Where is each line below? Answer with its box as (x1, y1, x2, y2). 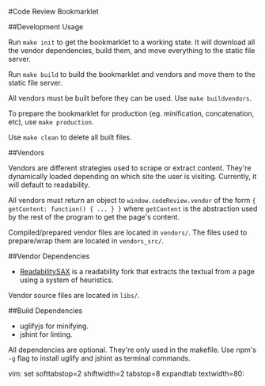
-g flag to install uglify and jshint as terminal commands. (8, 354, 191, 363)
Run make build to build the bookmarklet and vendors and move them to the (8, 70, 256, 78)
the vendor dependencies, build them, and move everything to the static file (8, 46, 256, 55)
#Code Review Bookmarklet (8, 7, 99, 16)
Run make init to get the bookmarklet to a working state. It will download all (8, 37, 256, 47)
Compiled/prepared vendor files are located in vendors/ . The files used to (8, 227, 248, 237)
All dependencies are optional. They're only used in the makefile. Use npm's (8, 345, 257, 354)
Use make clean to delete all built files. (8, 132, 132, 142)
